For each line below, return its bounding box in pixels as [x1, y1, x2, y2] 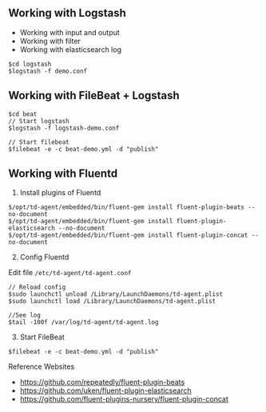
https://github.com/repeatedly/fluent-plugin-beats [19, 378, 185, 387]
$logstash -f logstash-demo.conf [8, 124, 120, 132]
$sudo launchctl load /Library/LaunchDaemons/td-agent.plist [8, 298, 216, 306]
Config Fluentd [19, 252, 69, 262]
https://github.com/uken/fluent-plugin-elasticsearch [19, 386, 192, 395]
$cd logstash [8, 60, 52, 68]
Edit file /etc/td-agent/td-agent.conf [8, 268, 132, 278]
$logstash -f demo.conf [8, 67, 88, 75]
